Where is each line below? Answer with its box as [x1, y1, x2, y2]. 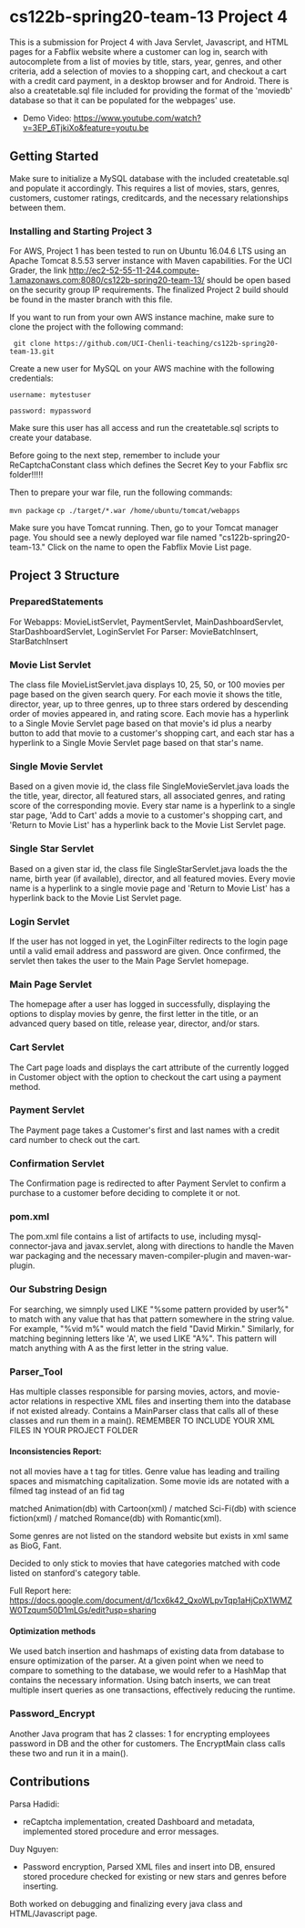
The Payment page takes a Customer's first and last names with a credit [9, 1125, 280, 1136]
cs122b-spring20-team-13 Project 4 [9, 6, 289, 27]
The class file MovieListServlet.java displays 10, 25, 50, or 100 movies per [9, 679, 285, 690]
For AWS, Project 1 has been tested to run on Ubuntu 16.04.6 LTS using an [9, 246, 287, 257]
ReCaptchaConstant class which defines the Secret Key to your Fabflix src [9, 459, 289, 471]
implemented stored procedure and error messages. [22, 1826, 219, 1837]
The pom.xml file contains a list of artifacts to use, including [9, 1231, 234, 1242]
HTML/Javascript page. [9, 1908, 98, 1919]
